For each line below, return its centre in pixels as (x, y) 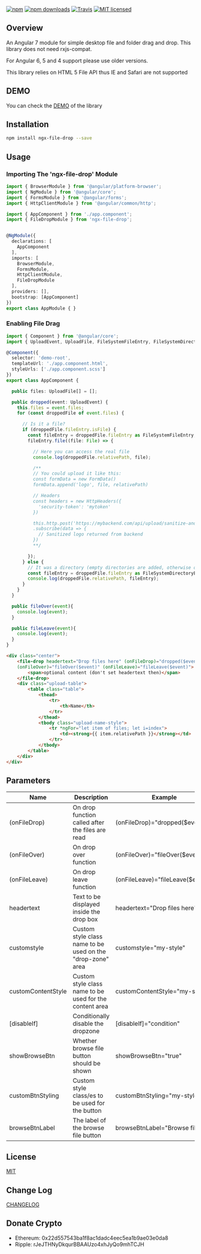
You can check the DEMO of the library (54, 106)
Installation (28, 125)
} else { (33, 562)
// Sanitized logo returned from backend (91, 534)
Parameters (28, 780)
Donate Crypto (34, 1224)
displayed (86, 905)
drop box (85, 920)
